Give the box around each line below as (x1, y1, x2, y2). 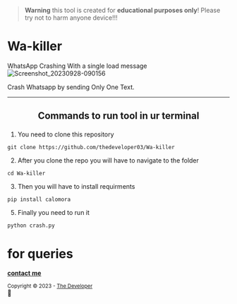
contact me (7, 269, 42, 278)
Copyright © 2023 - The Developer (7, 283, 93, 290)
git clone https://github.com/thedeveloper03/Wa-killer (7, 144, 175, 151)
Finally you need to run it (17, 209, 90, 217)
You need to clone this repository (17, 130, 114, 139)
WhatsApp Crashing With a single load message (7, 62, 147, 70)
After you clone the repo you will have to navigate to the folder (17, 156, 200, 165)
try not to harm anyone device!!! (24, 13, 118, 22)
